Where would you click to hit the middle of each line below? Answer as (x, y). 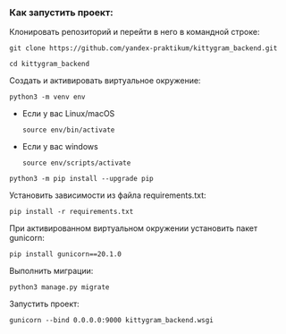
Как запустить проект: (61, 13)
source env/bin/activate (68, 130)
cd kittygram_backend (50, 64)
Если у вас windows (60, 147)
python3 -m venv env (48, 97)
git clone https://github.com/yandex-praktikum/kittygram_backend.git (143, 48)
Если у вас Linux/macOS (68, 114)
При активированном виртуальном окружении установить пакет (133, 228)
